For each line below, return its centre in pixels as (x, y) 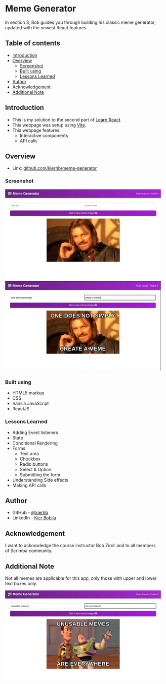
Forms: (20, 448)
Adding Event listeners (35, 433)
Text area (29, 453)
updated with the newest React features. (46, 27)
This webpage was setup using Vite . (49, 125)
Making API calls (29, 485)
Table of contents (33, 43)
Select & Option (36, 469)
